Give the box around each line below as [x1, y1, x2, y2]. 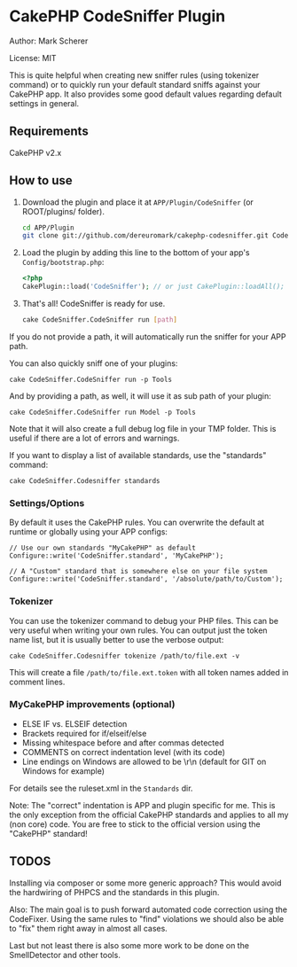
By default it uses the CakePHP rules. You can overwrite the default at [9, 517, 264, 528]
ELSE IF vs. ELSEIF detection [21, 718, 128, 729]
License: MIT [9, 52, 57, 63]
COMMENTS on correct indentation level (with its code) [21, 746, 226, 757]
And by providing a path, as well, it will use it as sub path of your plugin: [9, 390, 272, 401]
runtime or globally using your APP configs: [9, 526, 168, 537]
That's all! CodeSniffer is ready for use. [21, 299, 166, 309]
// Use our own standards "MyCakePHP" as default [9, 543, 197, 553]
